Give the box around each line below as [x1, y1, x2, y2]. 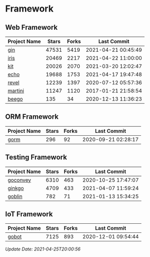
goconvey [8, 177, 32, 184]
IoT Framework [5, 210, 53, 219]
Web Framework [5, 23, 58, 32]
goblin [8, 193, 23, 200]
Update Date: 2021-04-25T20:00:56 [5, 246, 81, 252]
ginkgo [8, 185, 24, 192]
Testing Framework [5, 153, 67, 161]
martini [8, 88, 24, 94]
